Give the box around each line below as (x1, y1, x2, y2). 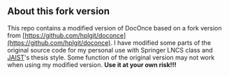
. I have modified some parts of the (110, 38, 212, 47)
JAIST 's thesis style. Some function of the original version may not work (7, 53, 215, 61)
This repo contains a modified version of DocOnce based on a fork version (7, 23, 222, 32)
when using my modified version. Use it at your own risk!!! (7, 60, 177, 68)
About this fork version (7, 6, 110, 17)
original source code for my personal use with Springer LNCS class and (7, 46, 213, 54)
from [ (7, 31, 25, 39)
